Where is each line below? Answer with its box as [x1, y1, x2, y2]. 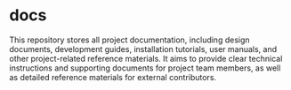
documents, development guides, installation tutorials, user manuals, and [9, 43, 278, 54]
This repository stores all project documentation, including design [9, 34, 251, 45]
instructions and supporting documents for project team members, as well [9, 63, 281, 73]
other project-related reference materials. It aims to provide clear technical [9, 53, 283, 64]
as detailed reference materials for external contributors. [9, 71, 216, 82]
